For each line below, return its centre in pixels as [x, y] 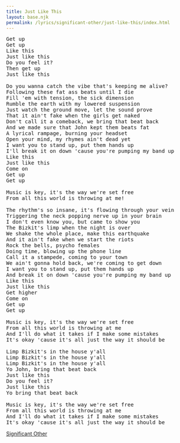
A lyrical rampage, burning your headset [67, 134]
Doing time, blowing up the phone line [64, 252]
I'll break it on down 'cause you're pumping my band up [90, 151]
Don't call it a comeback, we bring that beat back [83, 122]
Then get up [23, 69]
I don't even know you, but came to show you [73, 222]
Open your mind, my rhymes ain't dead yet [68, 140]
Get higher [22, 293]
